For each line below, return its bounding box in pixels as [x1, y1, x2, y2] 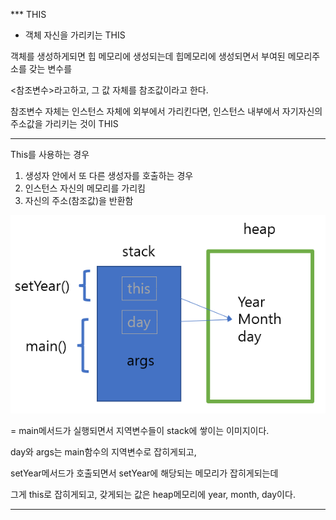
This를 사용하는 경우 [10, 149, 90, 160]
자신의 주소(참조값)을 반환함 [24, 195, 134, 206]
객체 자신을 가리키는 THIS [24, 29, 126, 41]
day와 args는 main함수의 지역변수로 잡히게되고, [10, 445, 197, 458]
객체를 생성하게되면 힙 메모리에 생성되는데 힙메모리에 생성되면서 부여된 [10, 50, 286, 62]
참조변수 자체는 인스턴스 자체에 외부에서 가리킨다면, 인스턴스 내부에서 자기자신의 [10, 105, 323, 117]
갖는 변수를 [28, 63, 73, 74]
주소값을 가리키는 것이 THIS [10, 118, 119, 129]
